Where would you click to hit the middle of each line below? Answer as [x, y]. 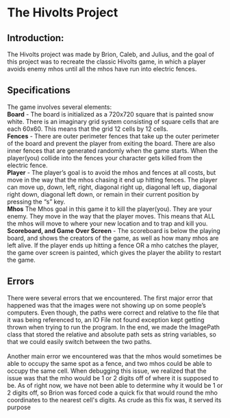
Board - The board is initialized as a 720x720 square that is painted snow [111, 114]
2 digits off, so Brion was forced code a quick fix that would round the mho [112, 393]
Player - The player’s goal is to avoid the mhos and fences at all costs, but [112, 172]
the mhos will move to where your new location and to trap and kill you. [107, 223]
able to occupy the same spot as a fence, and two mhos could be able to [110, 363]
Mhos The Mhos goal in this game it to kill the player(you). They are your [110, 209]
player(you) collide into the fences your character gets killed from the [105, 158]
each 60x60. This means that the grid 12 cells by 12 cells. [88, 129]
